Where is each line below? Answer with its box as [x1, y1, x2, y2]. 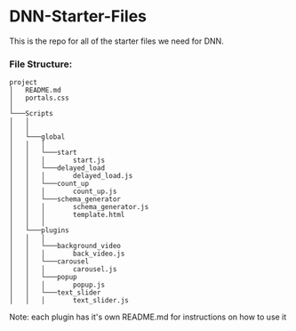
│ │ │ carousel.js [9, 265, 117, 274]
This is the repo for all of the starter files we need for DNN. [9, 36, 224, 46]
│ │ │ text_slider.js [9, 296, 129, 305]
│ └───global [9, 133, 66, 141]
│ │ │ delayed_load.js [9, 172, 133, 181]
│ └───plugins [9, 226, 69, 235]
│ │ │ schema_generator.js [9, 203, 149, 212]
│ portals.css [9, 93, 69, 103]
